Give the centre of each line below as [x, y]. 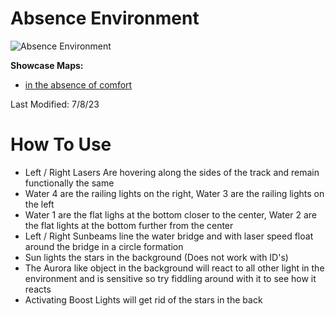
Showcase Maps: [47, 65]
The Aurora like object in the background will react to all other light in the [174, 268]
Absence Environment [105, 18]
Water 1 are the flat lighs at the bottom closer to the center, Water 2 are [170, 214]
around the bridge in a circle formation [104, 246]
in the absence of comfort [78, 84]
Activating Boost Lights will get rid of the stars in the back [143, 299]
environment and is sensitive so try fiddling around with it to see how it [170, 278]
